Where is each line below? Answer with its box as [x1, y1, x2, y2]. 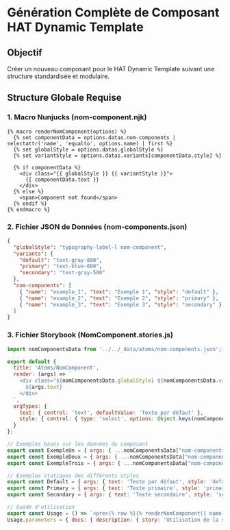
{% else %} [13, 188, 44, 195]
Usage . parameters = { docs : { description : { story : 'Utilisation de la [7, 516, 219, 523]
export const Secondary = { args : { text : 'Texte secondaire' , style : [7, 492, 213, 498]
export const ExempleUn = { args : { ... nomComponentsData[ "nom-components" [7, 447, 228, 454]
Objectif [7, 47, 42, 58]
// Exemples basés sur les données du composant [7, 441, 149, 448]
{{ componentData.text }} [25, 176, 99, 183]
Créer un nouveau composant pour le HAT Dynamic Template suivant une [7, 65, 215, 73]
